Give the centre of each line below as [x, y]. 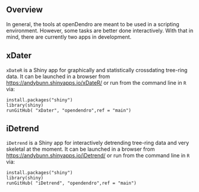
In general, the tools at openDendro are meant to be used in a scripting [93, 24]
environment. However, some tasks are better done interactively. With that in [100, 30]
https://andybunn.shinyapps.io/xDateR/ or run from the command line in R [96, 82]
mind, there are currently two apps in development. [69, 37]
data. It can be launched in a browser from [58, 76]
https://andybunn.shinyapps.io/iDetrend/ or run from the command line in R [98, 156]
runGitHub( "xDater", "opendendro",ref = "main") [69, 110]
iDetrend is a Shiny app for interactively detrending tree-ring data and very [98, 143]
